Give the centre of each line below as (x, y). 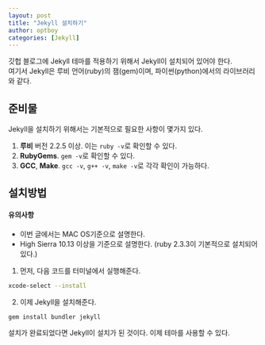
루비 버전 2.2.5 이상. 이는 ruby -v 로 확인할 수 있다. (98, 146)
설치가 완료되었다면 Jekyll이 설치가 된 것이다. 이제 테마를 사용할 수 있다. (119, 333)
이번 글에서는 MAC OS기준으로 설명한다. (82, 234)
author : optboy (33, 30)
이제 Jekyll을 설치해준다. (58, 301)
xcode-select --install (48, 286)
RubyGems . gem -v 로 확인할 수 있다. (77, 156)
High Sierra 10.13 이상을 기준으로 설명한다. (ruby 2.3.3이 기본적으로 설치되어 (138, 243)
